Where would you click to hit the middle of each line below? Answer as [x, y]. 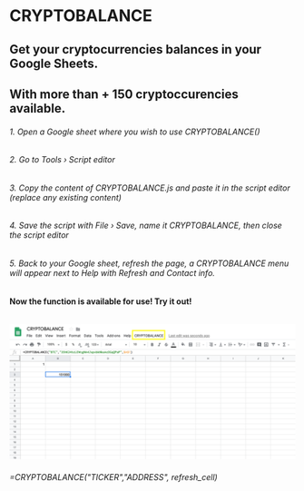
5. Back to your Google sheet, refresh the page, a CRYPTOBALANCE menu [149, 263]
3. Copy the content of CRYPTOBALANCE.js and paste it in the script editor [150, 188]
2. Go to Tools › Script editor [62, 160]
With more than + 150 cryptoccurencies [124, 94]
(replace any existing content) [66, 197]
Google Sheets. [54, 63]
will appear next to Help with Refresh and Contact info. [113, 273]
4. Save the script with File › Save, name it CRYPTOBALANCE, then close [146, 226]
